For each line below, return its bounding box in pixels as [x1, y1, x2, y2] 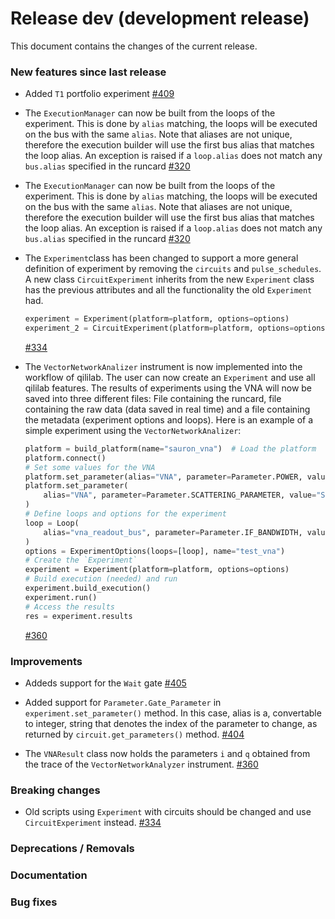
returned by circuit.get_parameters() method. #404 [24, 728, 245, 740]
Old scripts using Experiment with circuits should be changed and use [24, 806, 312, 818]
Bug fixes [10, 895, 58, 909]
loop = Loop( [24, 518, 80, 528]
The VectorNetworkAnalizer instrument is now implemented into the [24, 360, 303, 372]
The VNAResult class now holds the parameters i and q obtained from [24, 747, 311, 759]
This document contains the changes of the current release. [10, 40, 258, 52]
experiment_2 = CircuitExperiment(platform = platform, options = [24, 323, 295, 334]
